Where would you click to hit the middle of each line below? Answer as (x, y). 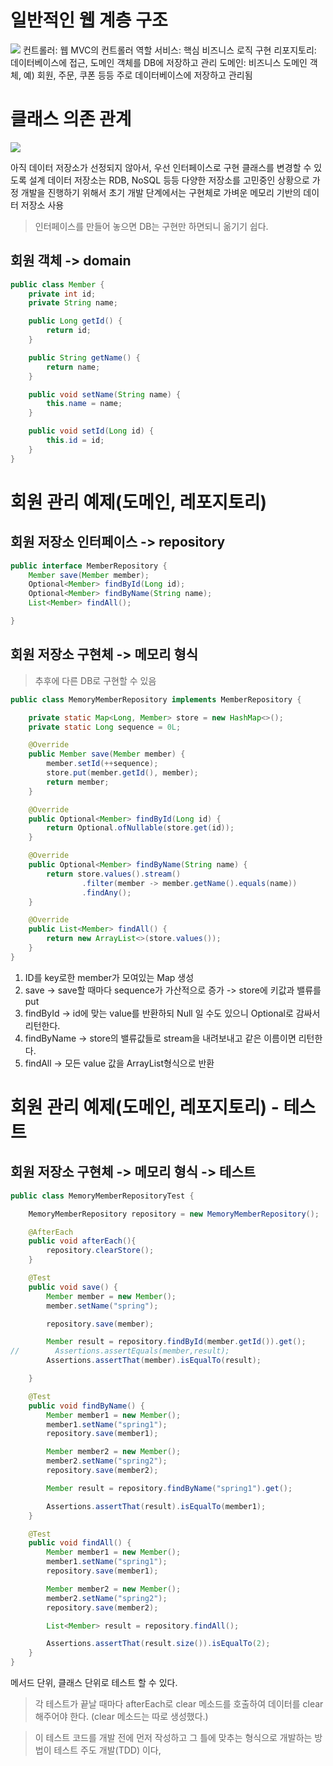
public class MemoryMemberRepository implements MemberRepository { (156, 699)
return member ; (78, 782)
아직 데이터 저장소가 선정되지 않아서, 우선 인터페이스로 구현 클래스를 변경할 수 (161, 167)
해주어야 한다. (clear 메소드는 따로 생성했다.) (121, 1716)
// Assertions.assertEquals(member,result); (120, 1351)
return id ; (69, 331)
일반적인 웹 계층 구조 (89, 20)
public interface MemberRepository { (89, 566)
